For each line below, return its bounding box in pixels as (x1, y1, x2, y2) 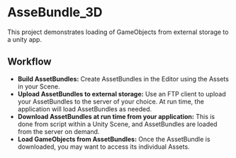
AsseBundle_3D (7, 4, 103, 21)
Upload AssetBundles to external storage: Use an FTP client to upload (17, 89, 227, 98)
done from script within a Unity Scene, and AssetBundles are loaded (17, 120, 218, 128)
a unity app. (7, 35, 43, 43)
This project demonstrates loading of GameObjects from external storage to (7, 28, 229, 36)
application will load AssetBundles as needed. (17, 104, 152, 113)
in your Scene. (17, 82, 60, 91)
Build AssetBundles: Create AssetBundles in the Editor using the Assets (17, 74, 229, 83)
